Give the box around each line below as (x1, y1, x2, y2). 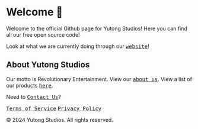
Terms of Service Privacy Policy (6, 105, 102, 112)
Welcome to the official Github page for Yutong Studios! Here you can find (6, 25, 188, 32)
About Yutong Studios (6, 60, 90, 70)
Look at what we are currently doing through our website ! (6, 43, 149, 50)
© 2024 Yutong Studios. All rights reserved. (6, 116, 114, 123)
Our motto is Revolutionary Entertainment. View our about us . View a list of (6, 75, 193, 82)
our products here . (6, 82, 53, 89)
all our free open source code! (6, 31, 80, 38)
